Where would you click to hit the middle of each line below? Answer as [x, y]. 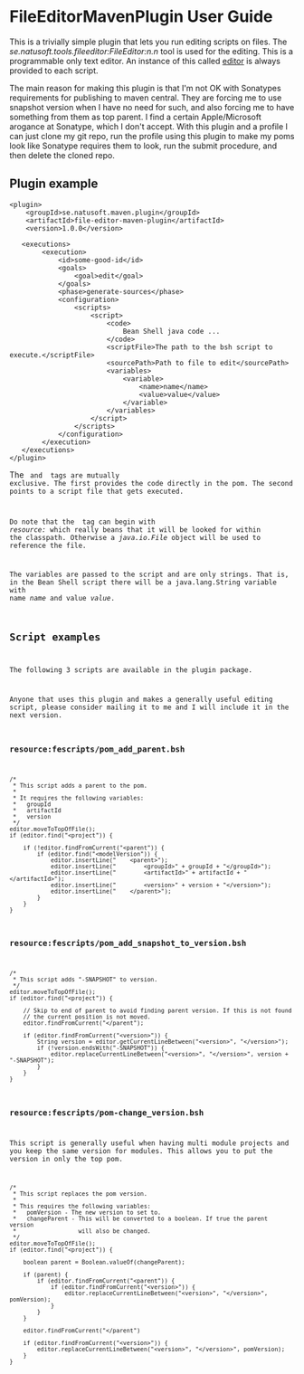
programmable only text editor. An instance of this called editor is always [145, 61]
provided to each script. [54, 71]
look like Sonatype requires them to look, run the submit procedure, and [143, 146]
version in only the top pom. [66, 1160]
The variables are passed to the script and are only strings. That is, [149, 575]
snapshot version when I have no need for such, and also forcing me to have [152, 107]
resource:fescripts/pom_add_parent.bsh [97, 749]
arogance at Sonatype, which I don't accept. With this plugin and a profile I [148, 126]
